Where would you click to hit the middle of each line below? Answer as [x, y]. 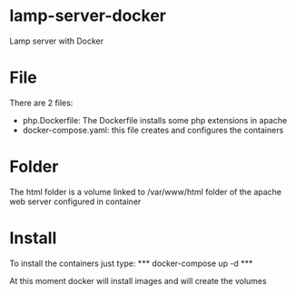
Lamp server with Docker [57, 41]
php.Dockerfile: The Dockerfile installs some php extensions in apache [155, 120]
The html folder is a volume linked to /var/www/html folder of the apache [146, 192]
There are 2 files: [41, 103]
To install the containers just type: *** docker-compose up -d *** [131, 263]
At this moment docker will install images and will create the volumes [138, 280]
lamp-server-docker [88, 16]
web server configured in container [75, 202]
